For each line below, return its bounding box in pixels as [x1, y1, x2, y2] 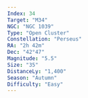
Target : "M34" [7, 17, 49, 23]
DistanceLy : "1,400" [7, 68, 67, 75]
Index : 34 [7, 10, 36, 17]
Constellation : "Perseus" [7, 36, 82, 43]
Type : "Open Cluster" [7, 29, 70, 37]
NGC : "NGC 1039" [7, 23, 54, 30]
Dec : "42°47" [7, 49, 45, 56]
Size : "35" [7, 61, 39, 68]
